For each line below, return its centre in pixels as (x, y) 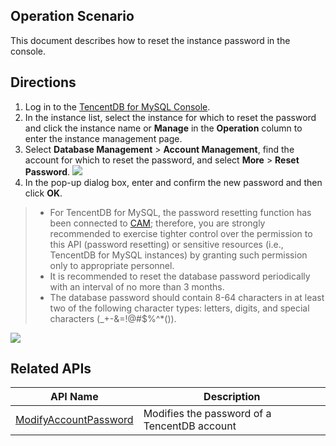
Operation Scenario (72, 16)
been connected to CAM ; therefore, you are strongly (157, 223)
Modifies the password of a (207, 414)
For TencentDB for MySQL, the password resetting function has (180, 212)
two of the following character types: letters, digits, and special (179, 308)
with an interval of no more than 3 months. (137, 286)
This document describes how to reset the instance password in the (150, 40)
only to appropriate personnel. (112, 265)
